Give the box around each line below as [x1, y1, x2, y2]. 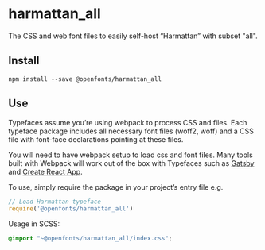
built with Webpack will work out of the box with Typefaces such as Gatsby [8, 158, 255, 167]
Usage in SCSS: [8, 219, 60, 229]
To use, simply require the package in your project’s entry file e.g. [8, 182, 224, 191]
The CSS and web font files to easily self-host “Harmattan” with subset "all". [8, 31, 258, 40]
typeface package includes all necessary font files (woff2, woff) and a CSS [8, 126, 255, 136]
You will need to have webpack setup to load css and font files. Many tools [8, 150, 253, 160]
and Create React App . [8, 167, 83, 176]
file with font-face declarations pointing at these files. [8, 134, 184, 144]
